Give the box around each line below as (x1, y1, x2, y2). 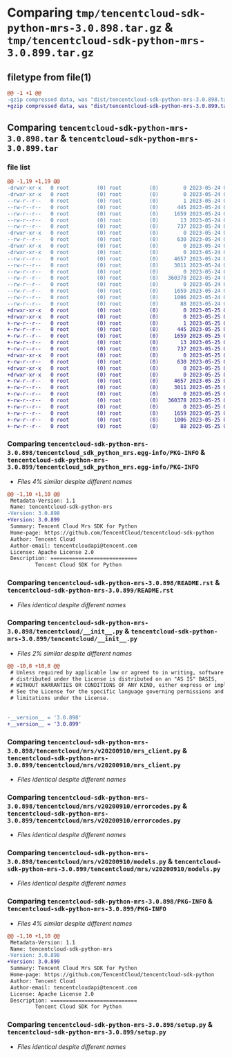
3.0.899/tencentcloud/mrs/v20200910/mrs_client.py (7, 761, 181, 769)
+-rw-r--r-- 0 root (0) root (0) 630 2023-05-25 (7, 358, 221, 365)
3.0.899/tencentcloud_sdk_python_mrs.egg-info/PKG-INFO (7, 463, 199, 472)
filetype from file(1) (7, 71, 92, 83)
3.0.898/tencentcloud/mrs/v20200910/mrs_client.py (7, 746, 181, 755)
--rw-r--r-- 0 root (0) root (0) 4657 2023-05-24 (7, 255, 221, 262)
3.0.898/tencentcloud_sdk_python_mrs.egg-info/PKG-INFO (7, 449, 199, 457)
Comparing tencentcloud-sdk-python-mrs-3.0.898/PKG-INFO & (7, 897, 213, 906)
